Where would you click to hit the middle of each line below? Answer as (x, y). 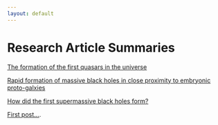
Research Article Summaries (91, 47)
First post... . (24, 114)
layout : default (30, 13)
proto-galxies (26, 88)
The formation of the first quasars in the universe (77, 67)
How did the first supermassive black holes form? (78, 101)
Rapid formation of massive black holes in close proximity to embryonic (109, 80)
